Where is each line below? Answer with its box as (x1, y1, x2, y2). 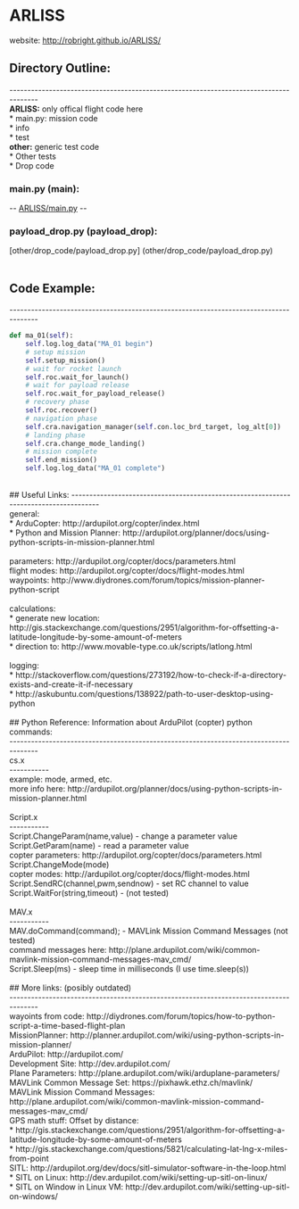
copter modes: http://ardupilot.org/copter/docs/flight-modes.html (9, 869, 250, 880)
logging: (9, 660, 40, 671)
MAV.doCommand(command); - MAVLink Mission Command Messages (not (9, 925, 288, 937)
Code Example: (9, 280, 96, 295)
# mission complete (25, 447, 98, 456)
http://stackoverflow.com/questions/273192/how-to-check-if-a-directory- (14, 670, 287, 681)
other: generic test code (9, 141, 100, 152)
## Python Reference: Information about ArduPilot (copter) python (9, 717, 253, 728)
